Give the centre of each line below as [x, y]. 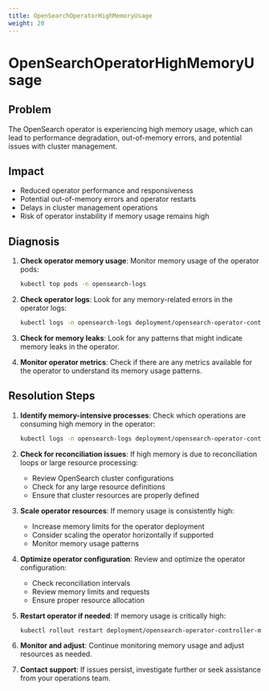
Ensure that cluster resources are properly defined [115, 495]
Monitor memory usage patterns [85, 543]
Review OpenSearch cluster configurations [103, 478]
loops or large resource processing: [79, 462]
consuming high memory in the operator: [88, 423]
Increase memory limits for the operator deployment [118, 526]
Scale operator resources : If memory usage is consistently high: [127, 510]
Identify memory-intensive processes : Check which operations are [133, 415]
